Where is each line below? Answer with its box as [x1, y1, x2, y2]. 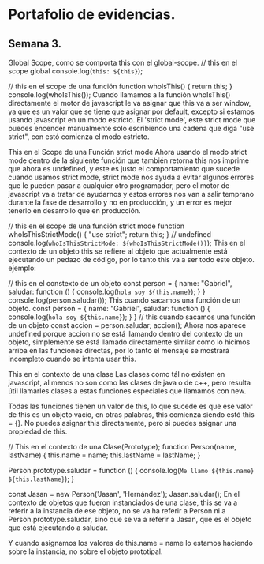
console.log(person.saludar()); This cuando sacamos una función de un [8, 295, 241, 305]
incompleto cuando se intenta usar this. [8, 354, 136, 363]
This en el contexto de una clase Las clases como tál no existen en [8, 370, 225, 378]
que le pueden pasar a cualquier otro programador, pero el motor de [8, 181, 230, 190]
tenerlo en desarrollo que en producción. [8, 206, 141, 215]
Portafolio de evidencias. [8, 6, 176, 24]
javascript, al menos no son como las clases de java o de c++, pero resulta [8, 378, 251, 387]
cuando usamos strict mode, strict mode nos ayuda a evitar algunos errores [8, 172, 255, 182]
